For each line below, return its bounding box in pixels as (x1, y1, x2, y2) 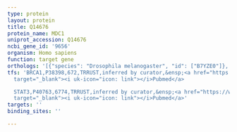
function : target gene (7, 56, 74, 63)
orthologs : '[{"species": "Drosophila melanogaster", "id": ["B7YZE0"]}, (7, 62, 229, 70)
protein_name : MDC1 (7, 29, 65, 37)
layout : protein (7, 17, 55, 24)
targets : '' (7, 101, 42, 109)
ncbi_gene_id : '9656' (7, 43, 71, 50)
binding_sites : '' (7, 108, 61, 115)
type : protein (7, 10, 49, 18)
